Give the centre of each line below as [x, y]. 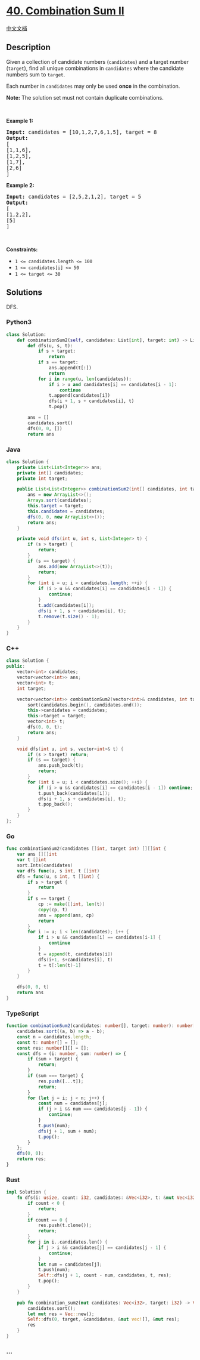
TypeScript [23, 1013]
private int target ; [42, 479]
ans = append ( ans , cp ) [66, 915]
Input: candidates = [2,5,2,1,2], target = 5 [74, 196]
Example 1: [20, 121]
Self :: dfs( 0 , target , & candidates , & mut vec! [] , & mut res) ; [104, 1319]
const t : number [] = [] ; [48, 1043]
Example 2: [20, 185]
